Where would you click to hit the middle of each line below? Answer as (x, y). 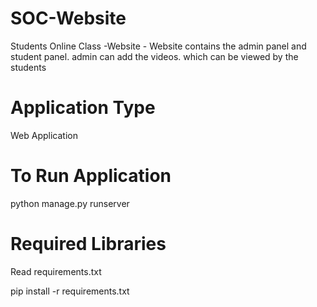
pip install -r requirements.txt (70, 291)
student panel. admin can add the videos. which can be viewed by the (154, 56)
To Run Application (91, 176)
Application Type (83, 108)
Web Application (44, 135)
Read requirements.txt (56, 271)
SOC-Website (68, 18)
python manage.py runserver (70, 203)
